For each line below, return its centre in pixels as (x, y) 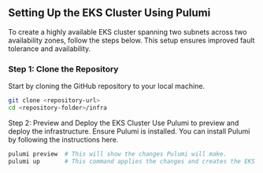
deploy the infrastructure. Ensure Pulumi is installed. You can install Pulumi (129, 131)
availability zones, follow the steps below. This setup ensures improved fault (131, 40)
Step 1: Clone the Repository (63, 68)
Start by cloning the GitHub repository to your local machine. (107, 86)
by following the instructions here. (63, 139)
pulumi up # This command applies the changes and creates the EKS (132, 161)
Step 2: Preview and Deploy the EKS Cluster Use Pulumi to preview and (124, 123)
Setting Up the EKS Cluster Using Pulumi (109, 13)
